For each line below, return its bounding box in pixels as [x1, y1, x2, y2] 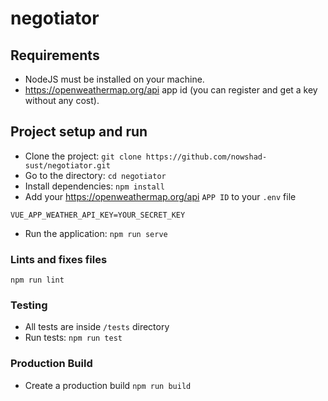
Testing [10, 298, 48, 312]
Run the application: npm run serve [24, 227, 168, 239]
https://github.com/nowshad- [145, 152, 268, 162]
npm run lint [10, 275, 65, 286]
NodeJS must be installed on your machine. [24, 73, 205, 85]
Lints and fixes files [10, 252, 108, 266]
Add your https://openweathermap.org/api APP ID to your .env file [24, 190, 297, 202]
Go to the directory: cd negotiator [24, 169, 167, 181]
